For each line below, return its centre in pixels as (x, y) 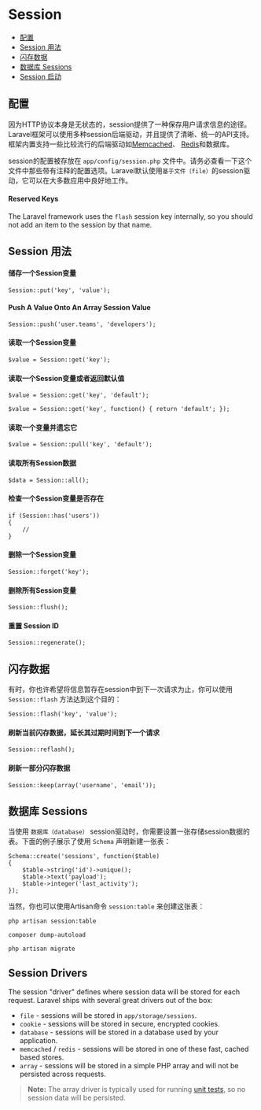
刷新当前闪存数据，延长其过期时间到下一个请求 (84, 732)
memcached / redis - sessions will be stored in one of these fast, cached (134, 1049)
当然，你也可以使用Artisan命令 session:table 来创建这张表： (107, 906)
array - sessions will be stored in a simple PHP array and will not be (129, 1066)
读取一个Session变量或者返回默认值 (66, 378)
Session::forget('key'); (49, 572)
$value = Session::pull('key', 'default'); (81, 445)
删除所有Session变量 (42, 590)
